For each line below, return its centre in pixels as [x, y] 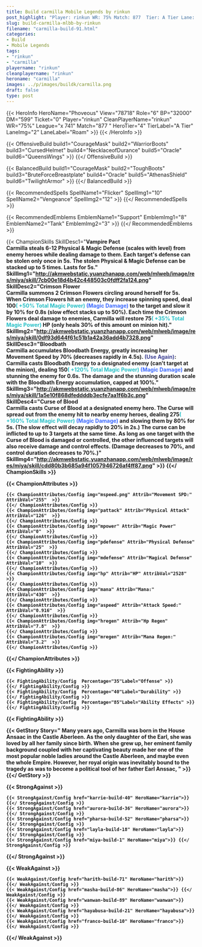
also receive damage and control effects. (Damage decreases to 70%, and [101, 446]
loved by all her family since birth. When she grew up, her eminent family [99, 743]
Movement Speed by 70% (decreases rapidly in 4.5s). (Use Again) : [91, 356]
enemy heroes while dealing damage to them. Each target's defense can [98, 254]
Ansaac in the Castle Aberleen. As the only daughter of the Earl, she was [99, 737]
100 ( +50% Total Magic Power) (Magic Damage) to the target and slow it [98, 305]
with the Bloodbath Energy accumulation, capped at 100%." [83, 382]
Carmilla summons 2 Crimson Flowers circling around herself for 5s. [93, 293]
